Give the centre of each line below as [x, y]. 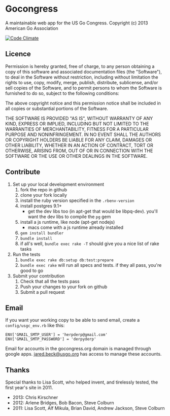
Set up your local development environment [58, 184]
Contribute [23, 172]
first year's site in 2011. [29, 388]
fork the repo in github [44, 189]
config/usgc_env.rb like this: [35, 326]
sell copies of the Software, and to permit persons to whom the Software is [84, 88]
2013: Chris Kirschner [35, 397]
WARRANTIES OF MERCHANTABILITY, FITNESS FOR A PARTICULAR [77, 129]
